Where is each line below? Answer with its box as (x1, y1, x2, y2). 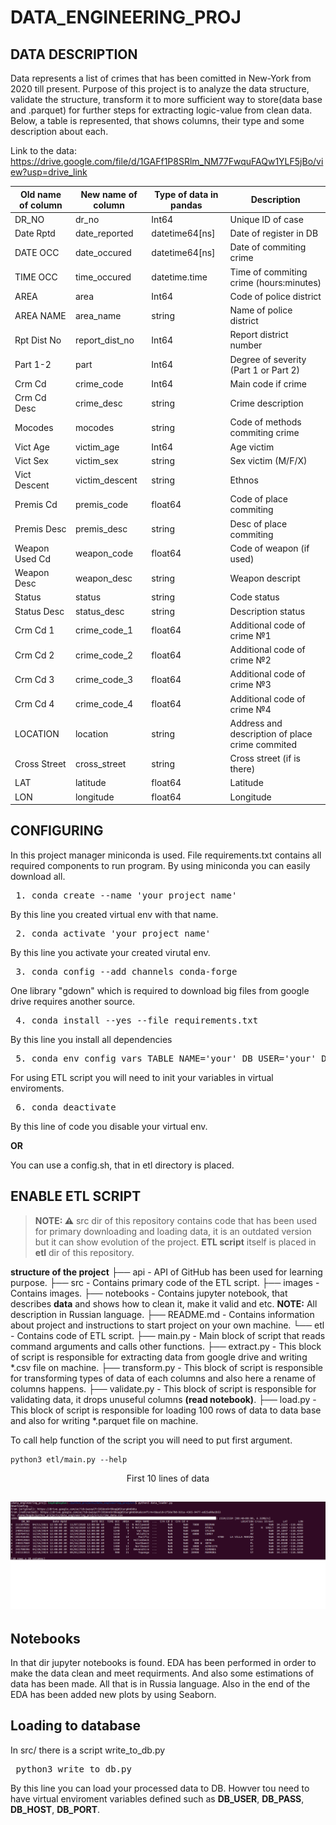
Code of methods (229, 416, 302, 428)
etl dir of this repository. (34, 1246, 135, 1258)
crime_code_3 (74, 673, 134, 685)
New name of (80, 188, 138, 200)
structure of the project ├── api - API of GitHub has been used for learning (10, 1266, 323, 1278)
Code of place (229, 493, 288, 505)
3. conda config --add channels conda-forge (15, 966, 238, 977)
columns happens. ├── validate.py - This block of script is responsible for (10, 1382, 317, 1395)
